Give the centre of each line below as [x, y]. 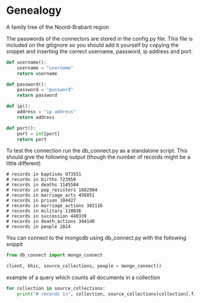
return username [37, 73]
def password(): [26, 84]
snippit [15, 244]
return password [37, 96]
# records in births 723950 [41, 180]
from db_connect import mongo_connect [54, 255]
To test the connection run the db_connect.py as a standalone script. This [97, 151]
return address [36, 117]
